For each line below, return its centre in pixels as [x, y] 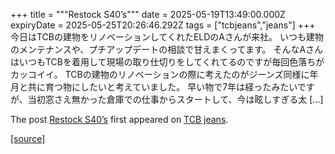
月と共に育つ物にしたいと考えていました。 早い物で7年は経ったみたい [154, 87]
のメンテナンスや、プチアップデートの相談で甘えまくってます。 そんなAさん [167, 49]
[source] [28, 138]
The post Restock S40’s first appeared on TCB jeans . [119, 119]
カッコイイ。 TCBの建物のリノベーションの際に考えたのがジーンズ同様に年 [164, 74]
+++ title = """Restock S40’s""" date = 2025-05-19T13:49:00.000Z [148, 14]
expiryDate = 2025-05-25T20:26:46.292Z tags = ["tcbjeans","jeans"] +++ [163, 25]
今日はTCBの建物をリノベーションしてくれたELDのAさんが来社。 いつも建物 [167, 37]
